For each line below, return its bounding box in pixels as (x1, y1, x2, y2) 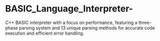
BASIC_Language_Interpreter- (5, 3, 133, 14)
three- (138, 19, 151, 25)
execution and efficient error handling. (5, 30, 84, 36)
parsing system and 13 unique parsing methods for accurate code (19, 24, 155, 30)
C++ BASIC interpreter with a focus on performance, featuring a (5, 19, 138, 25)
